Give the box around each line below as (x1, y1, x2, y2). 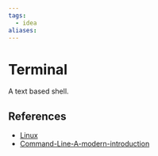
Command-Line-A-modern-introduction (19, 139, 150, 149)
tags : (8, 11, 26, 20)
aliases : (8, 26, 37, 34)
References (8, 109, 67, 123)
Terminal (8, 60, 68, 78)
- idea (15, 19, 37, 27)
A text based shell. (8, 86, 69, 96)
